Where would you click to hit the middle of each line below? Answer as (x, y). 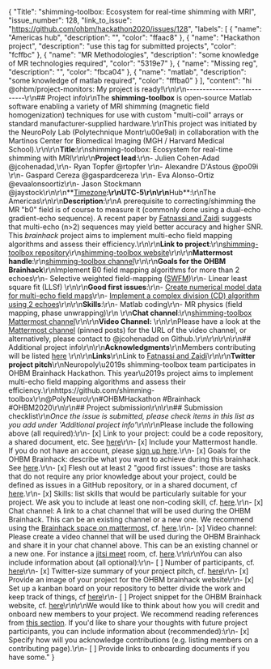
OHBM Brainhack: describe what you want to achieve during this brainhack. (134, 459)
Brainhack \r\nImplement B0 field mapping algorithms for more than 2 (124, 270)
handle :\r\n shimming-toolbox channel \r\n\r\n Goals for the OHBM (117, 261)
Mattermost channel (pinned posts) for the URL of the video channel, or (127, 330)
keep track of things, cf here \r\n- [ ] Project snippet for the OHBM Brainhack (135, 597)
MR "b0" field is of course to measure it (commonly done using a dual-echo (135, 209)
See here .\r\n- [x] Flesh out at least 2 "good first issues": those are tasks (129, 468)
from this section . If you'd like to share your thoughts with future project (128, 622)
